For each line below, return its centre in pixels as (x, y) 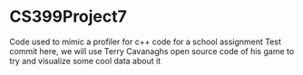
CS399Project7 (68, 17)
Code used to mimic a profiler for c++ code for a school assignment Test (145, 42)
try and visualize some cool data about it (85, 61)
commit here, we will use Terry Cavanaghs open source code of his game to (152, 51)
